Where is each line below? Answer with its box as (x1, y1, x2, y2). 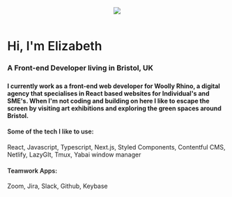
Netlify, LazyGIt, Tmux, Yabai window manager (7, 150, 141, 159)
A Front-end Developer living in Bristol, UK (7, 63, 153, 73)
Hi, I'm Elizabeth (7, 38, 102, 54)
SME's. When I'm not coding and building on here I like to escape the (7, 96, 210, 105)
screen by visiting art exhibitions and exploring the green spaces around (7, 104, 222, 112)
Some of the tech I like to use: (7, 127, 94, 136)
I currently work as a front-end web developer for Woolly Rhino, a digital (7, 82, 221, 90)
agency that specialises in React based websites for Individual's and (7, 89, 210, 97)
